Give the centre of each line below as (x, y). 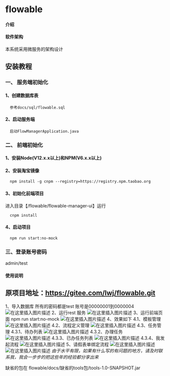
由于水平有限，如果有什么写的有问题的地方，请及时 (105, 351)
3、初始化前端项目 (25, 193)
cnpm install (24, 215)
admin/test (16, 263)
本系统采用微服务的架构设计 (34, 49)
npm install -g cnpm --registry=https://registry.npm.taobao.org (80, 182)
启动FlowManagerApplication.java (44, 131)
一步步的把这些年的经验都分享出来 (63, 357)
